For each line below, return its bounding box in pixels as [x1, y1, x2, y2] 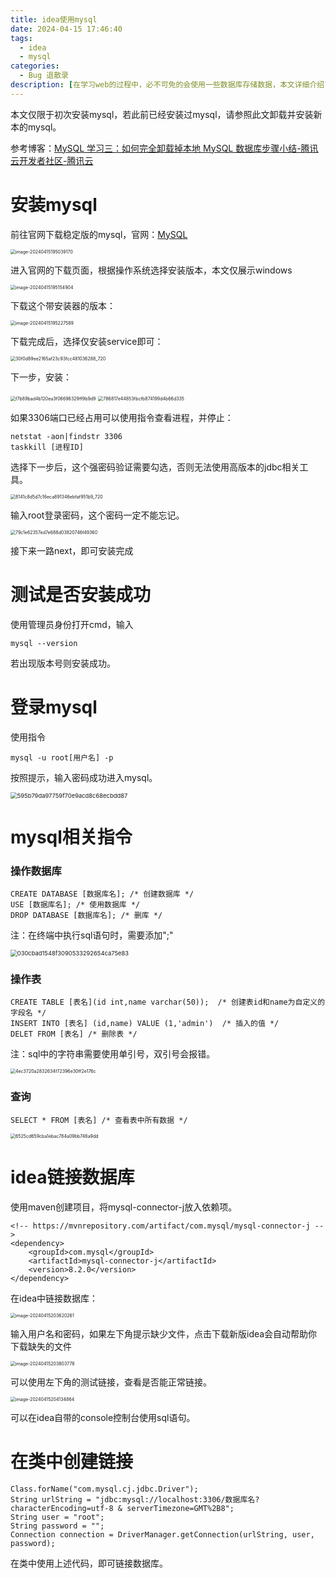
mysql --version [10, 638, 78, 648]
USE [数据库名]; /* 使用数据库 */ [10, 900, 141, 910]
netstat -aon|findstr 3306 [10, 431, 123, 441]
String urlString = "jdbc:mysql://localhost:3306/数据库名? [10, 1494, 260, 1505]
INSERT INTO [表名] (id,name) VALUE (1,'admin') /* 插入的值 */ [10, 1019, 280, 1029]
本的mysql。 [10, 121, 62, 133]
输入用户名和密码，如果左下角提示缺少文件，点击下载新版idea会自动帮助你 [10, 1327, 318, 1340]
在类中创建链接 [10, 1450, 134, 1473]
